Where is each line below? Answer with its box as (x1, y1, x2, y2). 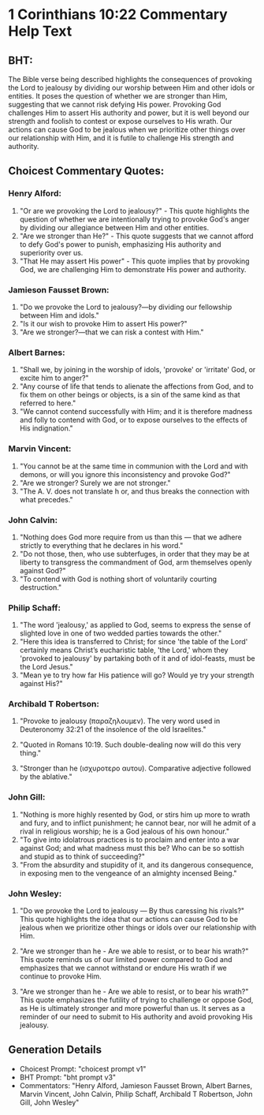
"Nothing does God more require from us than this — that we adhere (19, 532, 242, 542)
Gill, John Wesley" (19, 1098, 80, 1107)
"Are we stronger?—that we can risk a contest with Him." (19, 327, 204, 337)
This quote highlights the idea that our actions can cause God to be (19, 915, 239, 924)
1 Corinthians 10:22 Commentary (8, 6, 229, 24)
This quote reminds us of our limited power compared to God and (19, 955, 232, 964)
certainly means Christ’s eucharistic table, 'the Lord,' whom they (19, 645, 229, 655)
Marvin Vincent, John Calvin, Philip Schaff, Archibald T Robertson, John (19, 1089, 254, 1098)
